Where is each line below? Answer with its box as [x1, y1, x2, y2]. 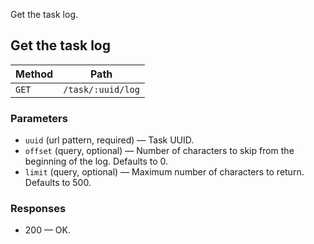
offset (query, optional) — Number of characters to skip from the [24, 145, 295, 157]
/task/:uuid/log [63, 84, 140, 95]
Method [15, 67, 54, 81]
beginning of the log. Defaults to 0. [24, 155, 169, 168]
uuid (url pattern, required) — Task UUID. [24, 134, 195, 146]
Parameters [10, 111, 68, 125]
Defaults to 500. [24, 177, 92, 189]
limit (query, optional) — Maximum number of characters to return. [24, 166, 305, 178]
